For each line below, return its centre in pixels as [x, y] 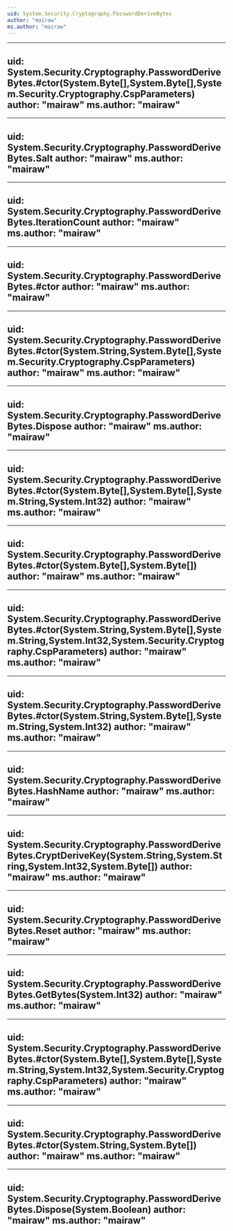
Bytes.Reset [34, 931]
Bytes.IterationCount [54, 222]
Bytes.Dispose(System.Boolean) [79, 1209]
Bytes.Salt [30, 158]
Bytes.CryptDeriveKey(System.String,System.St [115, 856]
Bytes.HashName [46, 791]
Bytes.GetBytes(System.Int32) [75, 995]
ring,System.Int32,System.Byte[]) [83, 866]
